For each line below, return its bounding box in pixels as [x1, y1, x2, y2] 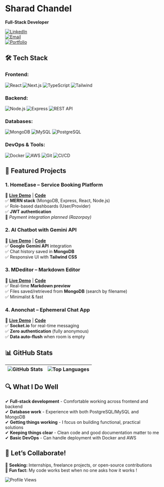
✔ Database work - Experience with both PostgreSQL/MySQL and [5, 409, 139, 414]
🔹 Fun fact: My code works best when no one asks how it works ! [5, 467, 137, 473]
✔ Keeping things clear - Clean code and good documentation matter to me [5, 430, 159, 436]
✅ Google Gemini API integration [5, 243, 72, 249]
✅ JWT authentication [5, 209, 51, 215]
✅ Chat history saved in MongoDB [5, 248, 74, 254]
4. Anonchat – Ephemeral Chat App [5, 306, 90, 313]
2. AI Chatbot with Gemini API [5, 227, 77, 233]
